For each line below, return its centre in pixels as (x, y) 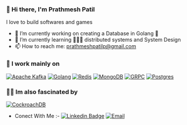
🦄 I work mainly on (33, 64)
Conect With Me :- (37, 116)
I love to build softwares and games (49, 22)
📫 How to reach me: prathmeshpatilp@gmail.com (76, 46)
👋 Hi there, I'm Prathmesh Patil (51, 9)
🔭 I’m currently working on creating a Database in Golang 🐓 (86, 33)
